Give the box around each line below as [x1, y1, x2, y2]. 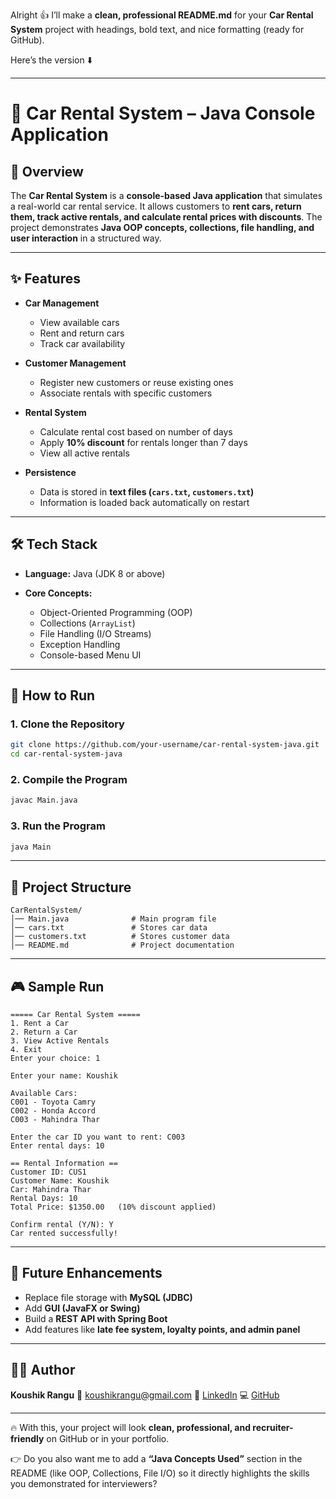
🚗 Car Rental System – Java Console [10, 102, 316, 125]
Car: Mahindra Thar [10, 1185, 92, 1195]
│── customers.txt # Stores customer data [10, 932, 230, 942]
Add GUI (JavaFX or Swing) [24, 1302, 141, 1314]
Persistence [24, 466, 77, 478]
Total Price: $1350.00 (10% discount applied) [10, 1202, 217, 1213]
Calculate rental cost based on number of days [39, 425, 233, 438]
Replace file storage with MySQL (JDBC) [24, 1291, 193, 1303]
